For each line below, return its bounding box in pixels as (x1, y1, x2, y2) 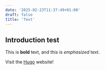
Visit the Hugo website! (5, 59, 54, 65)
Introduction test (5, 36, 59, 44)
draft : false (5, 12, 33, 17)
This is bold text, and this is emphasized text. (5, 49, 100, 55)
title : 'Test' (5, 17, 36, 22)
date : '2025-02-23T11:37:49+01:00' (5, 7, 81, 13)
